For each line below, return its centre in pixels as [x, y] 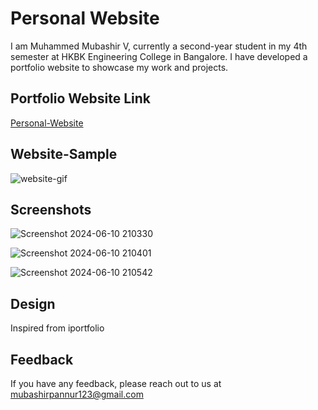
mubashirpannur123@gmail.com [77, 394]
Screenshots [51, 209]
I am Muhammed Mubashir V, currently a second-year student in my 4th [159, 46]
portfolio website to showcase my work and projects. [119, 67]
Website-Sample [64, 154]
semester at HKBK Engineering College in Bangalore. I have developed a [159, 56]
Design [33, 303]
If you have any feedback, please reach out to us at [116, 383]
